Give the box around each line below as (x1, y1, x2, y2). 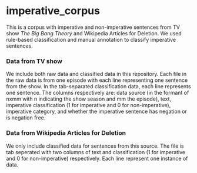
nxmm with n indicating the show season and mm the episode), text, (6, 95, 172, 102)
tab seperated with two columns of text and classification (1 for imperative (6, 148, 186, 155)
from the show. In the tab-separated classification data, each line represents (6, 83, 191, 90)
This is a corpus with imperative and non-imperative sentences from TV (6, 24, 181, 31)
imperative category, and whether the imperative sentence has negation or (6, 108, 187, 115)
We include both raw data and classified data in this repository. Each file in (6, 71, 187, 78)
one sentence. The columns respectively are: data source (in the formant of (6, 89, 189, 97)
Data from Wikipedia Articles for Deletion (6, 129, 126, 137)
